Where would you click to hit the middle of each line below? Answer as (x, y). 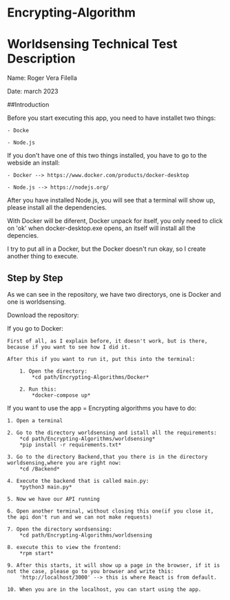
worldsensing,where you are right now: (64, 463)
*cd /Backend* (40, 469)
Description (41, 59)
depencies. (23, 236)
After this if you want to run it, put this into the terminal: (101, 359)
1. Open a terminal (35, 421)
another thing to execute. (43, 256)
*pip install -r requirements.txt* (71, 445)
